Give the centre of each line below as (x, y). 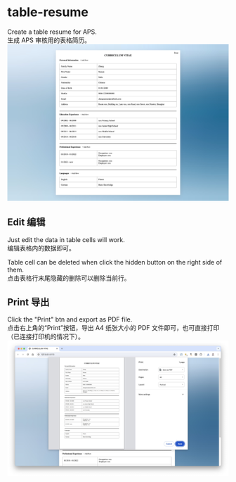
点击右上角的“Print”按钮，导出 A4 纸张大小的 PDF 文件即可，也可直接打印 (113, 328)
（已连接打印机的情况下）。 (46, 337)
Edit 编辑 (26, 222)
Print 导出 (28, 302)
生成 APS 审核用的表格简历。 (49, 40)
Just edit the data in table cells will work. (66, 239)
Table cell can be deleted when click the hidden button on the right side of (115, 262)
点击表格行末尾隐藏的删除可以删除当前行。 (69, 278)
